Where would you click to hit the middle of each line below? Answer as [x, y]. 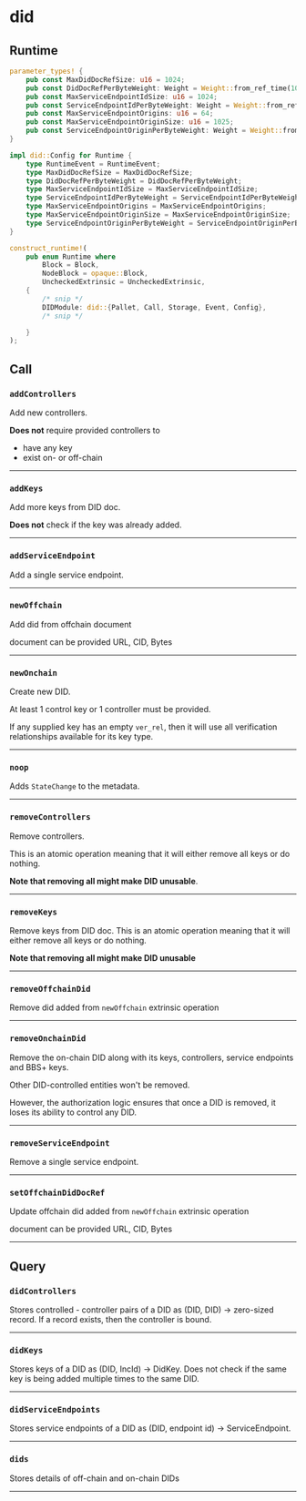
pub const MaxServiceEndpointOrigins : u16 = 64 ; [120, 114]
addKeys [26, 488]
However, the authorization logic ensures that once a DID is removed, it [143, 1102]
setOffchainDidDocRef [57, 1192]
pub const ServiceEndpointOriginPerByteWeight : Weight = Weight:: [154, 131]
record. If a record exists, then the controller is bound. [111, 1319]
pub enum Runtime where [71, 257]
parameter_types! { [46, 71]
